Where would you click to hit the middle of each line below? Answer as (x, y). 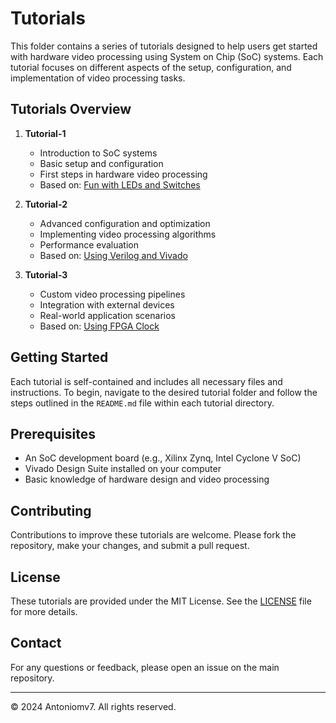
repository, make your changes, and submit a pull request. (130, 546)
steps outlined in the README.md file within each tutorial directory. (142, 403)
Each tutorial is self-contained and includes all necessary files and (146, 381)
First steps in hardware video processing (123, 174)
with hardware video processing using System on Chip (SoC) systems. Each (167, 56)
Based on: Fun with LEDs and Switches (120, 184)
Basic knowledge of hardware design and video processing (147, 479)
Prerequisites (53, 433)
